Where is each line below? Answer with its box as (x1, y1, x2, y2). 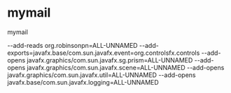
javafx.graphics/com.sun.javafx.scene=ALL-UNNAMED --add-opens (27, 63, 225, 71)
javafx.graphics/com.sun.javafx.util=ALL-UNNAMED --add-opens (7, 71, 196, 79)
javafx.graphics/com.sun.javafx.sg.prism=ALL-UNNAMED (27, 56, 193, 64)
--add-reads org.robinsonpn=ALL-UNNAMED (7, 41, 138, 49)
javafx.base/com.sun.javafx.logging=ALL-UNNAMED (7, 78, 159, 86)
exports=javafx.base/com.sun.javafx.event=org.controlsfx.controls (7, 49, 200, 57)
